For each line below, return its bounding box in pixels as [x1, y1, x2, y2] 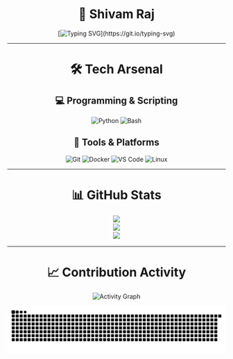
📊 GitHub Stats [71, 187, 162, 203]
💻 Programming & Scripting [55, 94, 178, 106]
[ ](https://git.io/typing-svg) [58, 29, 175, 37]
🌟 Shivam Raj [78, 6, 155, 22]
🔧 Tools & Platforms [74, 137, 159, 149]
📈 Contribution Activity [46, 264, 187, 280]
